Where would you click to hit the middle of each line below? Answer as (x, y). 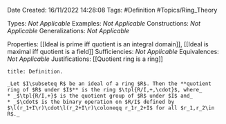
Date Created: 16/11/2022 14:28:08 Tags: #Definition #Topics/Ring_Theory (112, 10)
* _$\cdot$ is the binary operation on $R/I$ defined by (91, 102)
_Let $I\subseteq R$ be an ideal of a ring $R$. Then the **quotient (110, 84)
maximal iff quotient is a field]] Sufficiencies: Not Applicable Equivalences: (113, 52)
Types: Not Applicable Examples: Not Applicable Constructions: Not (104, 23)
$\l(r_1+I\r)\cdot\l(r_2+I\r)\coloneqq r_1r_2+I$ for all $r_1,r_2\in (111, 108)
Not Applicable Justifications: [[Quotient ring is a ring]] (85, 59)
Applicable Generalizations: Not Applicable (68, 31)
